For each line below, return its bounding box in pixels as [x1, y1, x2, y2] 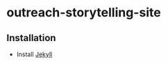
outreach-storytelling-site [6, 5, 161, 21]
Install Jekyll [16, 50, 53, 58]
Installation [6, 32, 56, 44]
